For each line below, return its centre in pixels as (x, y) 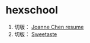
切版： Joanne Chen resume (49, 27)
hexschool (32, 10)
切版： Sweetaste (36, 34)
